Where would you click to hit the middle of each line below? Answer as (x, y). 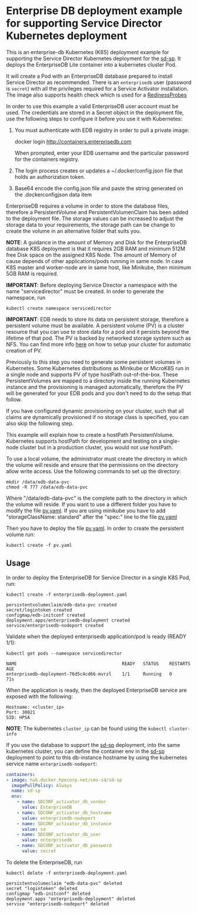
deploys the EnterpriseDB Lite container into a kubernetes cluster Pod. (91, 64)
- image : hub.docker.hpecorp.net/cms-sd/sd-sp (64, 780)
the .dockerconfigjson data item (53, 194)
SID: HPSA (18, 717)
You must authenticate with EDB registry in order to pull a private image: (102, 130)
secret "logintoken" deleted (42, 888)
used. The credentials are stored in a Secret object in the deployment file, (95, 112)
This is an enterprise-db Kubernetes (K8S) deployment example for (88, 52)
